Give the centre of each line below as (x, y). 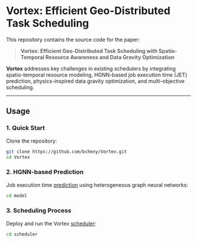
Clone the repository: (32, 141)
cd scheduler (22, 234)
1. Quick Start (26, 128)
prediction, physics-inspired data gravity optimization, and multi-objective (95, 81)
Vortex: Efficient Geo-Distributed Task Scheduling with (89, 51)
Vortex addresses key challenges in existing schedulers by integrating (91, 68)
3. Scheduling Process (39, 211)
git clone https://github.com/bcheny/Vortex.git (67, 152)
